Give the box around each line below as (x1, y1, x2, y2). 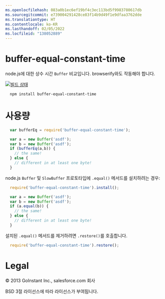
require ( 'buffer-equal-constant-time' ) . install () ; (10, 185, 119, 190)
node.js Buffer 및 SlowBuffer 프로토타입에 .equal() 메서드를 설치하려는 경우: (5, 175, 160, 181)
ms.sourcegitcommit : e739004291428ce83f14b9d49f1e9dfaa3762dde (5, 12, 142, 17)
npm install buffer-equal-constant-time (10, 91, 96, 97)
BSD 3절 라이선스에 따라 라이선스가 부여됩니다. (5, 288, 98, 294)
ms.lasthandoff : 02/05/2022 (5, 26, 65, 32)
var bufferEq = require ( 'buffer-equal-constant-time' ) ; (10, 127, 130, 132)
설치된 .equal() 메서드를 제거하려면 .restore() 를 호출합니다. (5, 232, 128, 238)
